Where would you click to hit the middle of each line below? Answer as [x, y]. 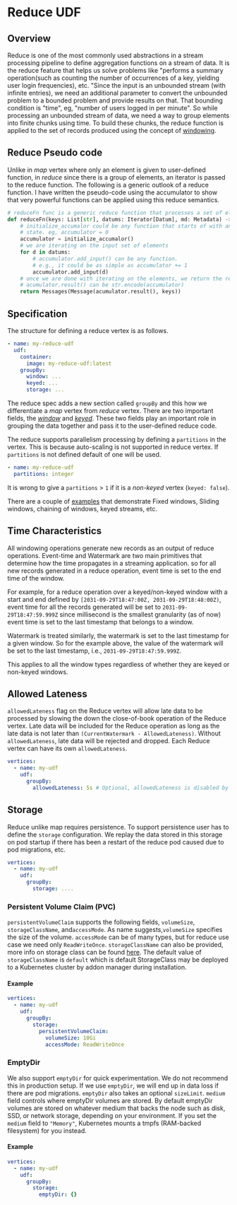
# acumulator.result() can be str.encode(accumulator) [102, 285]
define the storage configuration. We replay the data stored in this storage [115, 834]
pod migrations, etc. [36, 849]
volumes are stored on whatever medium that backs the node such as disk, [116, 1108]
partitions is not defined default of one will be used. [84, 454]
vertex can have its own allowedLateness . [67, 749]
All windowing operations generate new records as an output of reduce [111, 548]
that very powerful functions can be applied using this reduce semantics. [114, 199]
